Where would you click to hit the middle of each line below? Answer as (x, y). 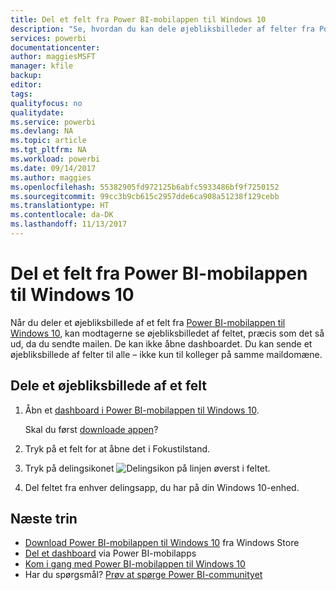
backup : (26, 76)
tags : (21, 94)
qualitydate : (37, 112)
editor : (26, 85)
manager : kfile (42, 66)
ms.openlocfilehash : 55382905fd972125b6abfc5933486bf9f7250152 (145, 187)
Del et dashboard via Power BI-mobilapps (110, 553)
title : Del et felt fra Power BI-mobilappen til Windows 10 (138, 19)
